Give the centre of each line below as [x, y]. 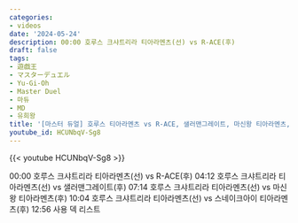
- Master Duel [35, 91]
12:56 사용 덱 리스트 [66, 209]
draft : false [33, 50]
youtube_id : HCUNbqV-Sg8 [55, 133]
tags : [19, 58]
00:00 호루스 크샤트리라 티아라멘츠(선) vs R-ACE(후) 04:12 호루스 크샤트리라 [143, 176]
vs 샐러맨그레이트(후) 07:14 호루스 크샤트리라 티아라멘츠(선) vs [162, 187]
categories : [31, 17]
